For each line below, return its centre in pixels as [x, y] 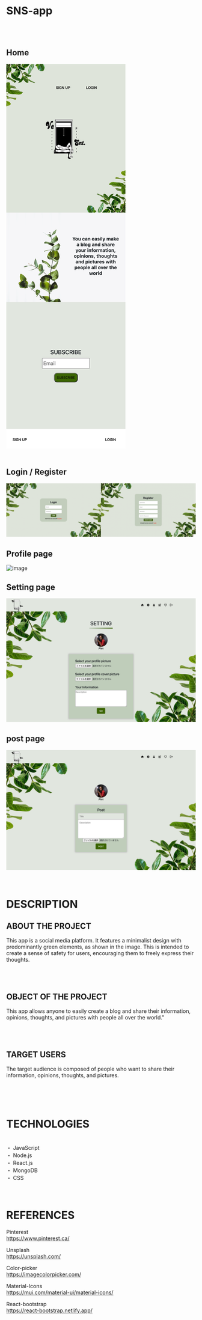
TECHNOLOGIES [48, 1124]
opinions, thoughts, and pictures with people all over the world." [85, 1018]
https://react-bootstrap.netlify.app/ [50, 1310]
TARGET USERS [36, 1055]
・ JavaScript [23, 1148]
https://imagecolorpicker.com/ [44, 1274]
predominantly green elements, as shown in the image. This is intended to [98, 947]
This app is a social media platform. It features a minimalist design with [94, 941]
